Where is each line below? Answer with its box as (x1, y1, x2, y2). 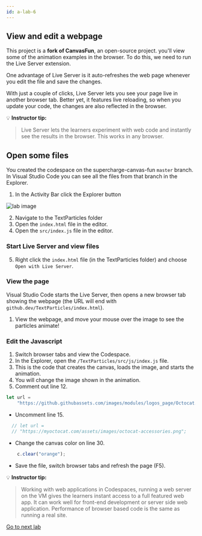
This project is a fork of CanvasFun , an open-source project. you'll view (6, 47, 185, 54)
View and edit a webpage (6, 31, 103, 42)
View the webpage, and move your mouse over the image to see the (14, 315, 185, 323)
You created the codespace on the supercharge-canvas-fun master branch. (6, 167, 194, 174)
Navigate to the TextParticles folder (14, 214, 103, 222)
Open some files (6, 150, 69, 161)
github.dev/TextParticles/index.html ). (6, 304, 104, 311)
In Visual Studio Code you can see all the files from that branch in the (6, 173, 178, 180)
